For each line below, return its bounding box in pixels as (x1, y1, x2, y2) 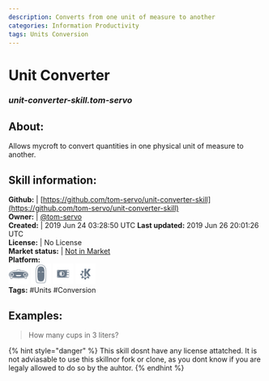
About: (8, 120, 45, 133)
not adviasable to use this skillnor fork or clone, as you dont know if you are (8, 354, 261, 364)
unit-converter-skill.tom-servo (8, 95, 133, 106)
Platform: (8, 255, 41, 265)
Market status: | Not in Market (8, 247, 111, 256)
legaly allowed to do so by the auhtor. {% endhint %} (8, 362, 185, 372)
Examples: (8, 308, 63, 323)
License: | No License (8, 238, 83, 248)
